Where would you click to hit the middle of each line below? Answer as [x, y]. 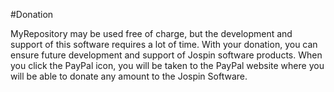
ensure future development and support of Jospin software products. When [166, 55]
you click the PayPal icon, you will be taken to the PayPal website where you [167, 65]
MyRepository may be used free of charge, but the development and [151, 33]
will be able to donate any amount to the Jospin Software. [129, 76]
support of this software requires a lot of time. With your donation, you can [164, 44]
